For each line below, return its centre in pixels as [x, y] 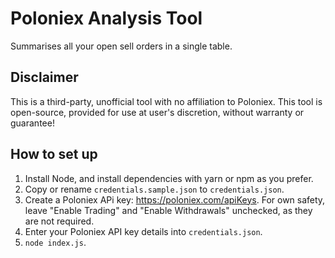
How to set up [54, 154]
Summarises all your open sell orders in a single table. [121, 46]
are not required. [59, 221]
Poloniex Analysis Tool [106, 18]
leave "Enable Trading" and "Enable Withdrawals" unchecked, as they [168, 210]
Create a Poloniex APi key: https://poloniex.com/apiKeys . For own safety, [175, 199]
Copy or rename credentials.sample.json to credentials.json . [154, 189]
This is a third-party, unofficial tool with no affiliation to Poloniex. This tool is [166, 101]
